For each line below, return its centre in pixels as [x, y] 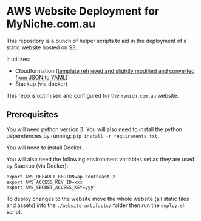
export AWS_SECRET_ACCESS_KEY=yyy [50, 187]
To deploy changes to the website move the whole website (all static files [98, 199]
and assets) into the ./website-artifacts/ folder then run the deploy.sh [96, 205]
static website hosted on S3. [42, 47]
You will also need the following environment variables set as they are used [100, 159]
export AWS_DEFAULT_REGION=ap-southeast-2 [61, 177]
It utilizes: [18, 59]
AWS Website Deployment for [83, 11]
